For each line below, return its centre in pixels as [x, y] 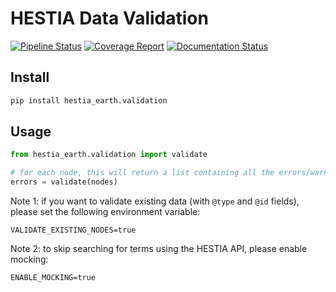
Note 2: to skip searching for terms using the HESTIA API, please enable [159, 249]
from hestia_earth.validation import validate [109, 155]
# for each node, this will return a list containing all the [142, 173]
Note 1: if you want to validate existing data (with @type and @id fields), [155, 201]
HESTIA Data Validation [109, 18]
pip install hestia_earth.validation [89, 100]
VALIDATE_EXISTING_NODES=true [73, 230]
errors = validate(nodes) [64, 182]
